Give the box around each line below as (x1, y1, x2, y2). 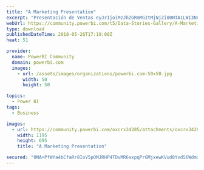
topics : (6, 93, 26, 99)
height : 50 (22, 82, 50, 88)
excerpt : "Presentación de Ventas (6, 15, 94, 21)
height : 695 (17, 138, 47, 144)
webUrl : (6, 20, 26, 26)
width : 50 (22, 76, 47, 83)
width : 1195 (17, 132, 47, 138)
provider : (6, 48, 32, 55)
